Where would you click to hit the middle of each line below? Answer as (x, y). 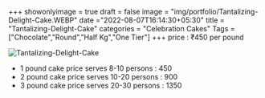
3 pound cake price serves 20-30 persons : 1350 (101, 85)
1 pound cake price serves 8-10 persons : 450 (96, 68)
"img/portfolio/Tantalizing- (214, 12)
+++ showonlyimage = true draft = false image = (89, 12)
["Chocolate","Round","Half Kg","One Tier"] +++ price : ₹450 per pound (126, 37)
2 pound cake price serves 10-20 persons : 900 (99, 77)
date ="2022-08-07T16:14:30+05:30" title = (152, 20)
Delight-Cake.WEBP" (43, 20)
